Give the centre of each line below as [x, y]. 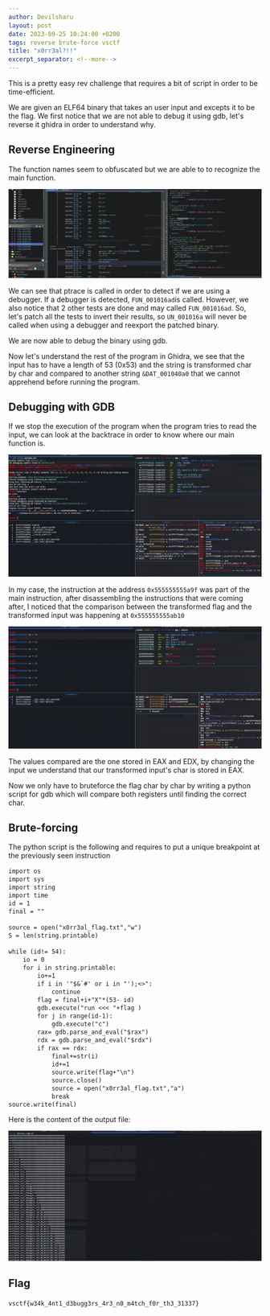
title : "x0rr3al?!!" [43, 51]
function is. [27, 443]
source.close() [77, 1081]
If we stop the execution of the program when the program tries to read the [133, 426]
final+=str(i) [75, 1057]
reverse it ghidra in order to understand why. [82, 124]
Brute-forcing [43, 827]
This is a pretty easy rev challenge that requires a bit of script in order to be [133, 83]
